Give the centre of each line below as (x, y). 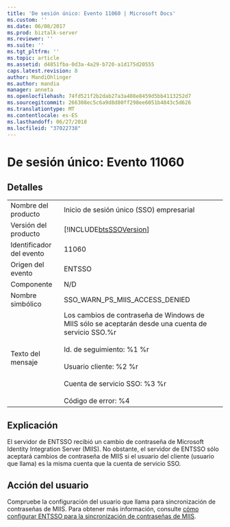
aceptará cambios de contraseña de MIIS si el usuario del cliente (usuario (111, 456)
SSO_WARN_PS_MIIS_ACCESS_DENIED (127, 300)
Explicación (33, 425)
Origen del (27, 265)
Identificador (31, 245)
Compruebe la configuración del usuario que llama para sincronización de (112, 502)
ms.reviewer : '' (30, 39)
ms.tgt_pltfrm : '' (33, 52)
